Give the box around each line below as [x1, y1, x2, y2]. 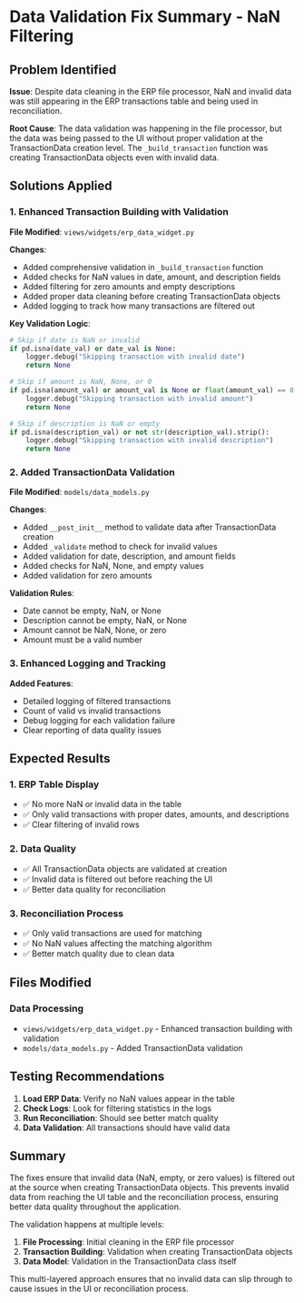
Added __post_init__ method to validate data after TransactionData [22, 521, 277, 533]
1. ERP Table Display [9, 778, 100, 791]
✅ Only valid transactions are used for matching [22, 928, 202, 939]
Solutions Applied [9, 178, 113, 194]
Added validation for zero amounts [22, 571, 152, 581]
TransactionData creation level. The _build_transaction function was [9, 143, 269, 153]
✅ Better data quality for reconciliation [22, 884, 166, 894]
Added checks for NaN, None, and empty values [22, 561, 204, 571]
